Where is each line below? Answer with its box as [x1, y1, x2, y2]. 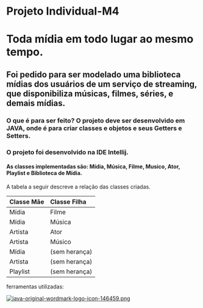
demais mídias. [6, 98, 66, 108]
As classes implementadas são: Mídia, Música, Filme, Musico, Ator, [6, 163, 180, 170]
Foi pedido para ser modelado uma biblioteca [6, 69, 181, 80]
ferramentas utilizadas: [6, 282, 64, 290]
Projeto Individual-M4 [6, 4, 120, 18]
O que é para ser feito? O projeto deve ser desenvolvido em [6, 116, 185, 124]
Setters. [6, 131, 31, 140]
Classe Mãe [9, 197, 45, 206]
